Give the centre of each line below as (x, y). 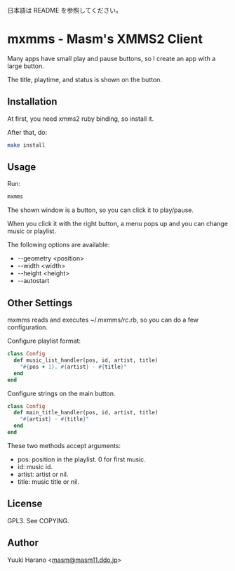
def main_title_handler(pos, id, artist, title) (86, 413)
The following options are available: (59, 245)
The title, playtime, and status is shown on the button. (85, 79)
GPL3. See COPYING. (39, 520)
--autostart (33, 281)
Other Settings (40, 303)
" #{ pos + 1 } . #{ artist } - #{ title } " (74, 367)
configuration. (27, 327)
